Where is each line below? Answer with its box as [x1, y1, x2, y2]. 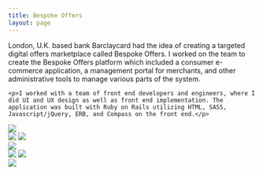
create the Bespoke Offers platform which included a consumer [8, 57, 214, 67]
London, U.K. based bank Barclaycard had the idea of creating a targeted [8, 40, 246, 50]
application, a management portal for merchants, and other [44, 65, 236, 75]
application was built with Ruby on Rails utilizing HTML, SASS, [8, 103, 227, 111]
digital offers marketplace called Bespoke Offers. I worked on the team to [8, 49, 246, 58]
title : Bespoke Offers [8, 11, 83, 20]
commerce [8, 65, 43, 75]
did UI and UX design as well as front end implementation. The [8, 96, 224, 104]
